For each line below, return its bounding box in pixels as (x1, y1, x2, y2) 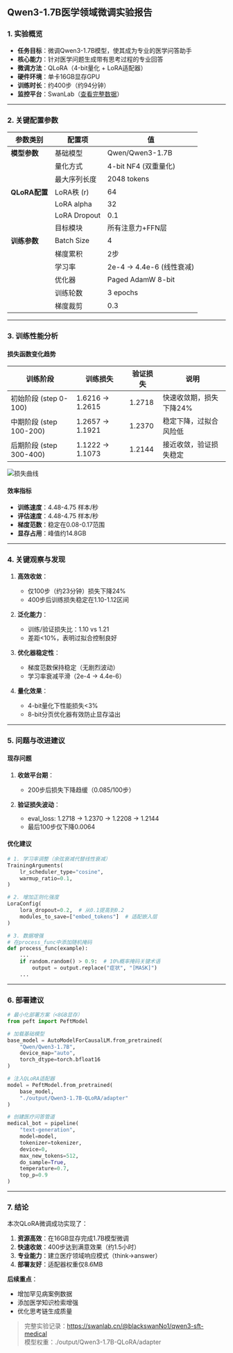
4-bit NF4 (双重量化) (107, 161, 175, 171)
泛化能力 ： (17, 610, 49, 618)
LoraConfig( (7, 900, 42, 908)
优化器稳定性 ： (17, 648, 60, 656)
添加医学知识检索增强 (17, 1298, 78, 1307)
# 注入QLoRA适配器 (7, 1075, 55, 1082)
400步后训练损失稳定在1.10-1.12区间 (27, 595, 130, 604)
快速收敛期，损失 (162, 393, 218, 403)
